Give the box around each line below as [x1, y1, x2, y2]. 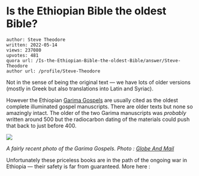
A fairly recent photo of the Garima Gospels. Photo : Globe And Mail [6, 145, 174, 152]
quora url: [6, 57, 34, 63]
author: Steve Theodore [6, 37, 66, 43]
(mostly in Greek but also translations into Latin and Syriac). [6, 85, 154, 92]
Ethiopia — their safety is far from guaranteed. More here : [6, 163, 151, 170]
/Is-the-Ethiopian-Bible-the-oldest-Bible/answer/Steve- [35, 57, 181, 63]
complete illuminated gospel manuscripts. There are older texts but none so [6, 103, 193, 110]
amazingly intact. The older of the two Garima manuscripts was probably [6, 109, 187, 116]
